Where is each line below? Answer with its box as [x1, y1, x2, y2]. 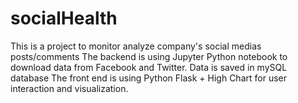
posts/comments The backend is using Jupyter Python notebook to [10, 50, 288, 62]
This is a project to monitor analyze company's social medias [10, 40, 262, 52]
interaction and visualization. [10, 82, 129, 94]
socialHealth [10, 7, 118, 30]
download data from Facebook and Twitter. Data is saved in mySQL [10, 61, 288, 73]
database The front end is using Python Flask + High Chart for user [10, 72, 287, 84]
